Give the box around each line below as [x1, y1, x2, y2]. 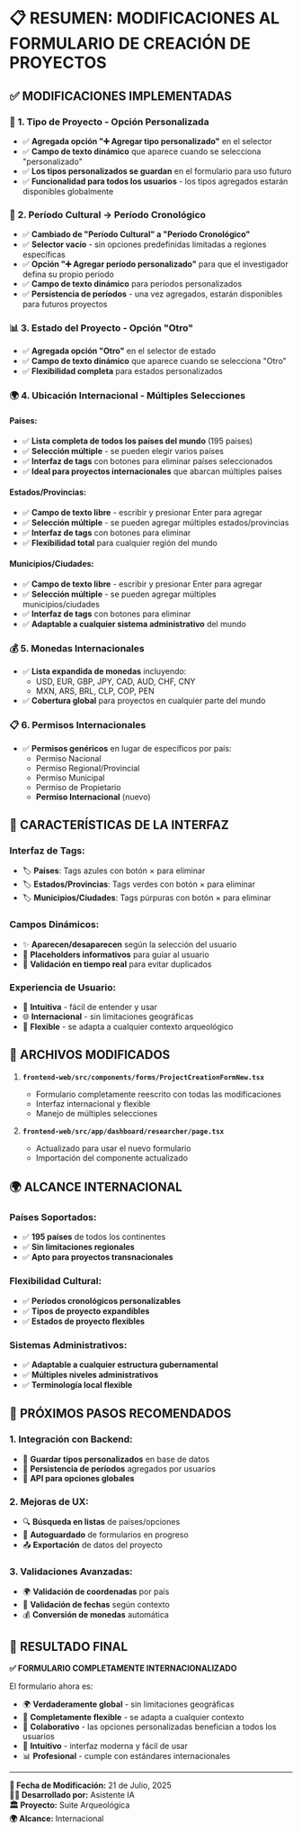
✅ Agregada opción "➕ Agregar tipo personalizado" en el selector [22, 135, 272, 146]
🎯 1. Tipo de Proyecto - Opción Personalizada [9, 115, 209, 128]
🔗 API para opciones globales [22, 1472, 135, 1483]
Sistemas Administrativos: [9, 1338, 128, 1351]
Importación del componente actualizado [35, 1152, 189, 1163]
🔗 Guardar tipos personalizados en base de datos [22, 1454, 209, 1464]
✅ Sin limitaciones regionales [22, 1242, 135, 1253]
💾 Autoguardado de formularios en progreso [22, 1529, 189, 1540]
